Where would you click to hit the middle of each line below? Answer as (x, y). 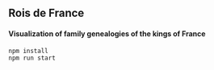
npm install (28, 51)
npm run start (32, 58)
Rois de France (46, 13)
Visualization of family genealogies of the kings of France (107, 33)
